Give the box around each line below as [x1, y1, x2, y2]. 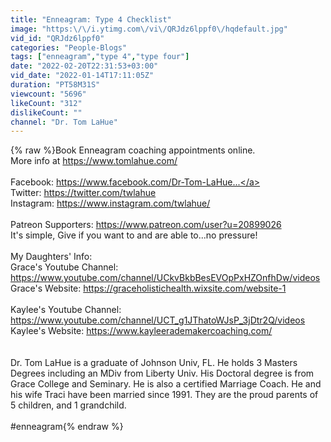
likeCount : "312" [10, 98, 83, 108]
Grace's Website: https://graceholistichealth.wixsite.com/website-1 [10, 282, 287, 295]
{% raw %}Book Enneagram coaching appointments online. [10, 144, 256, 156]
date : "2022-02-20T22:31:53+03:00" [10, 61, 159, 71]
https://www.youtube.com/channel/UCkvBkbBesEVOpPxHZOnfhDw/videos [10, 272, 321, 284]
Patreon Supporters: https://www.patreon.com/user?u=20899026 [10, 219, 282, 231]
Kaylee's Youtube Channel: [10, 304, 122, 316]
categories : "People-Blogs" [10, 42, 128, 53]
